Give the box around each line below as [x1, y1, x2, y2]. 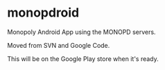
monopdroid [7, 5, 80, 21]
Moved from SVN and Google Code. [7, 41, 110, 49]
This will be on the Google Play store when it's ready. [7, 54, 159, 63]
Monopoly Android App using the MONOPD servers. [7, 28, 156, 36]
